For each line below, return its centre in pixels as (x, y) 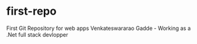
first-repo (31, 11)
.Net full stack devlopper (37, 34)
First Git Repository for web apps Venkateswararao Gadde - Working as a (99, 28)
